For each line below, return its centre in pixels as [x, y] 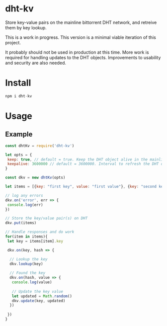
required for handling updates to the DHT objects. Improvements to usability [83, 57]
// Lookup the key [29, 259]
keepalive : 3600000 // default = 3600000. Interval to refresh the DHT [83, 164]
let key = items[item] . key [35, 241]
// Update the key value [38, 291]
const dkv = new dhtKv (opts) [35, 178]
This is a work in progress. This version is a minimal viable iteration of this [81, 37]
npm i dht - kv [19, 96]
